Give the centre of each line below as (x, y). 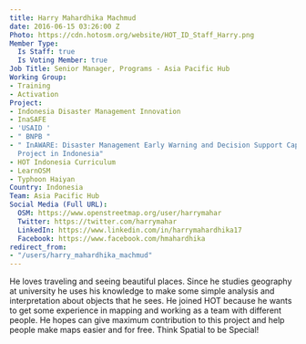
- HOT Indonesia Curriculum (63, 162)
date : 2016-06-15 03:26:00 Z (65, 26)
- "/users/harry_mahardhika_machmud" (81, 255)
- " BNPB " (30, 137)
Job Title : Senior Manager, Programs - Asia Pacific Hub (120, 69)
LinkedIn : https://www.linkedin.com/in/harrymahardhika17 (130, 230)
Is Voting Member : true (62, 60)
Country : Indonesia (46, 188)
